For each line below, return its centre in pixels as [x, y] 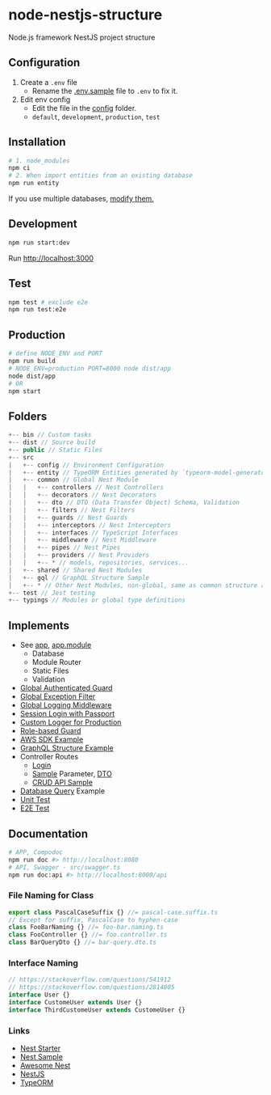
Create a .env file [49, 82]
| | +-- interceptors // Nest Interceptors [90, 525]
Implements [39, 626]
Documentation [48, 833]
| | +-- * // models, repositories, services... [99, 563]
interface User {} [39, 995]
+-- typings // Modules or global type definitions [97, 600]
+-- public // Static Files [56, 450]
